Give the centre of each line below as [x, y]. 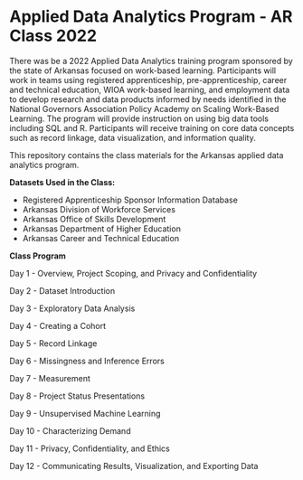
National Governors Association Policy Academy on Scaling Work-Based [144, 108]
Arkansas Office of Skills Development [94, 219]
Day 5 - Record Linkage [53, 343]
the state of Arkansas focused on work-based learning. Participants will [143, 71]
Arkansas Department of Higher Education [101, 229]
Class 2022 [53, 36]
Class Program [38, 256]
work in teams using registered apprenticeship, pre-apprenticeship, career [148, 80]
